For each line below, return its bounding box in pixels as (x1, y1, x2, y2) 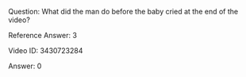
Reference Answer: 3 (8, 31, 78, 40)
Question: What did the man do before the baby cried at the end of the (8, 7, 239, 16)
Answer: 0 (8, 61, 42, 71)
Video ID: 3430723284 (8, 46, 83, 55)
